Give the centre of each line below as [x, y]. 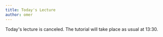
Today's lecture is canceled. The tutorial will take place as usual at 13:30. [82, 29]
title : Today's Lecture [31, 10]
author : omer [19, 15]
